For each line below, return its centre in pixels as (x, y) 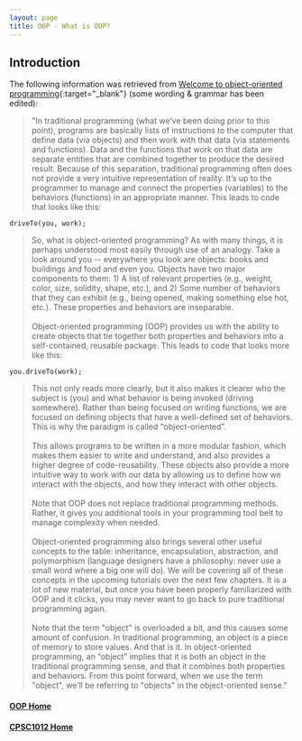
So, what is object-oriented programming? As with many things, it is (157, 241)
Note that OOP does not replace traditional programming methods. (155, 503)
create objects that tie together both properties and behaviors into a (157, 336)
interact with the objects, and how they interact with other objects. (155, 484)
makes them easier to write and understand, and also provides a (151, 455)
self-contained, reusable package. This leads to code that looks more (160, 346)
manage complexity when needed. (96, 523)
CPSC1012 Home (41, 727)
